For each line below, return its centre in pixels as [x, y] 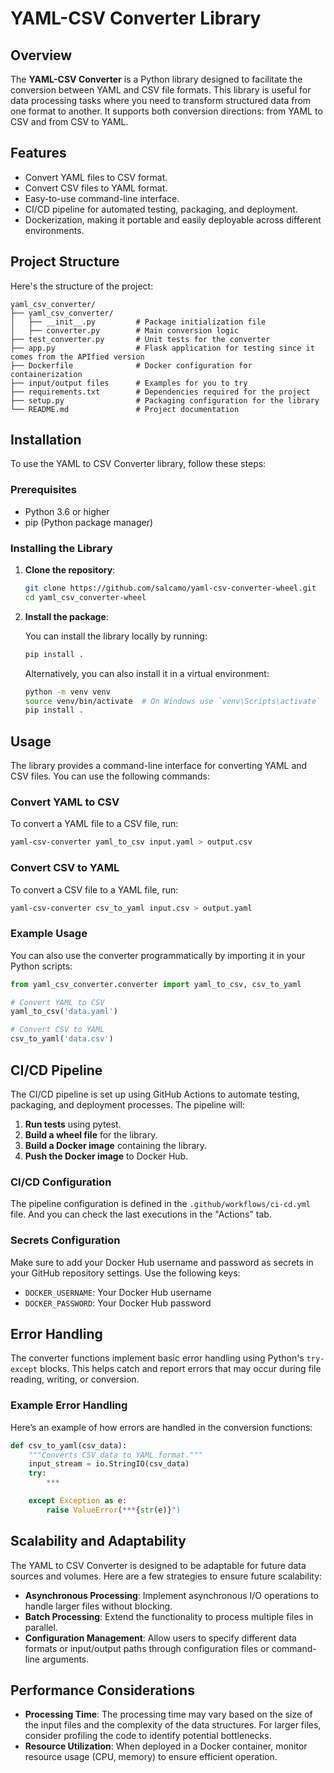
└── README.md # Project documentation [125, 409]
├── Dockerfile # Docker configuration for [131, 365]
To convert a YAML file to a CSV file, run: [94, 824]
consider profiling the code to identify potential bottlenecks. [148, 1736]
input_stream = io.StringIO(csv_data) [109, 1464]
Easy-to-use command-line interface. [102, 198]
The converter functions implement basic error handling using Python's [157, 1358]
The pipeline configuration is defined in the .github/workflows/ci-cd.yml [160, 1204]
